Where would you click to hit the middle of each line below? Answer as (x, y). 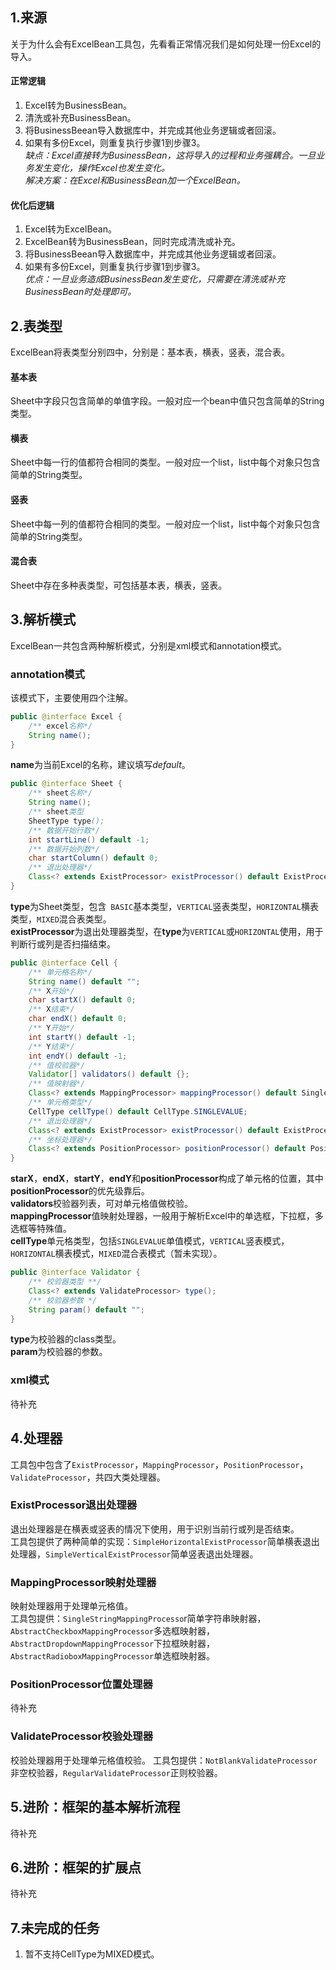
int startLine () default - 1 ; (89, 839)
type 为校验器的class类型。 (66, 1339)
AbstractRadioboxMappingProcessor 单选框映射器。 (113, 1656)
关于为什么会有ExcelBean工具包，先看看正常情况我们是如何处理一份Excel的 (166, 44)
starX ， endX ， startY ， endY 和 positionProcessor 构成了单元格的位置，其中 (167, 1179)
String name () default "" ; (84, 981)
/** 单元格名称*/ (60, 972)
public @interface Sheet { (66, 784)
